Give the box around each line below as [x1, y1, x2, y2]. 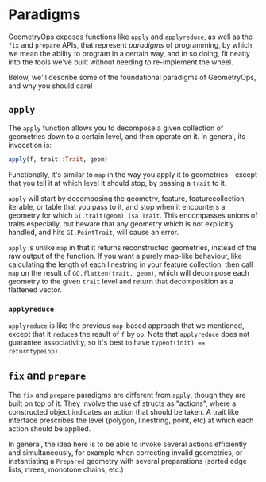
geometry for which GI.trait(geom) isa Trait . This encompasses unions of [8, 210, 258, 220]
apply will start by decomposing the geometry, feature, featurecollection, [8, 193, 247, 203]
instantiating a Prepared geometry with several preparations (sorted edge [8, 456, 248, 465]
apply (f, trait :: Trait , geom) [8, 155, 109, 164]
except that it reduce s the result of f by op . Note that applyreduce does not [8, 329, 250, 338]
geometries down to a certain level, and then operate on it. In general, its [8, 131, 246, 141]
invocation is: [8, 140, 52, 149]
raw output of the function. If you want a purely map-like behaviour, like [8, 251, 242, 260]
